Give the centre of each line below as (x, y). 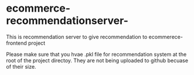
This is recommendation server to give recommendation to (77, 37)
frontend (17, 43)
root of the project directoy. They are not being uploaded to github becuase (97, 60)
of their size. (21, 66)
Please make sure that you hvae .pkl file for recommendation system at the (96, 54)
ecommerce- (38, 8)
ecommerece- (166, 37)
